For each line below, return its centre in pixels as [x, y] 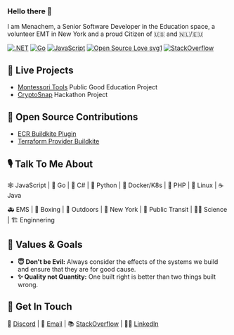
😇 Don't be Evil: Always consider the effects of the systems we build [118, 261]
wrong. [28, 284]
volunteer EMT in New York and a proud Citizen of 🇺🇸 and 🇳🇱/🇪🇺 [105, 34]
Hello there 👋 [30, 11]
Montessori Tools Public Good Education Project [87, 87]
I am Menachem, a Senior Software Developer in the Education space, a [111, 27]
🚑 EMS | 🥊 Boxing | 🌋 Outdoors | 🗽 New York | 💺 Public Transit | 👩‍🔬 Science [117, 209]
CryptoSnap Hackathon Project [63, 95]
